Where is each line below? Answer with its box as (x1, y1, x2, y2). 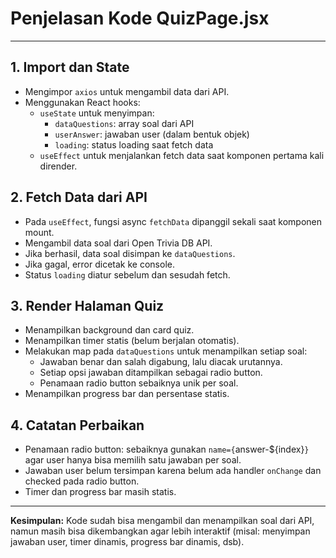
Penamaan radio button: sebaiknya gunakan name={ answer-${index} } (24, 443, 310, 456)
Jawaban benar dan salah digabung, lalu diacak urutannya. (39, 356, 283, 368)
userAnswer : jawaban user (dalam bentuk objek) (54, 128, 250, 140)
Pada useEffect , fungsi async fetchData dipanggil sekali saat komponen (24, 215, 322, 227)
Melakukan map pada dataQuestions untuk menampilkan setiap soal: (24, 345, 308, 357)
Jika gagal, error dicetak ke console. (24, 258, 175, 270)
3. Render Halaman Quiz (10, 297, 165, 314)
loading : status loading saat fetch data (54, 138, 214, 151)
